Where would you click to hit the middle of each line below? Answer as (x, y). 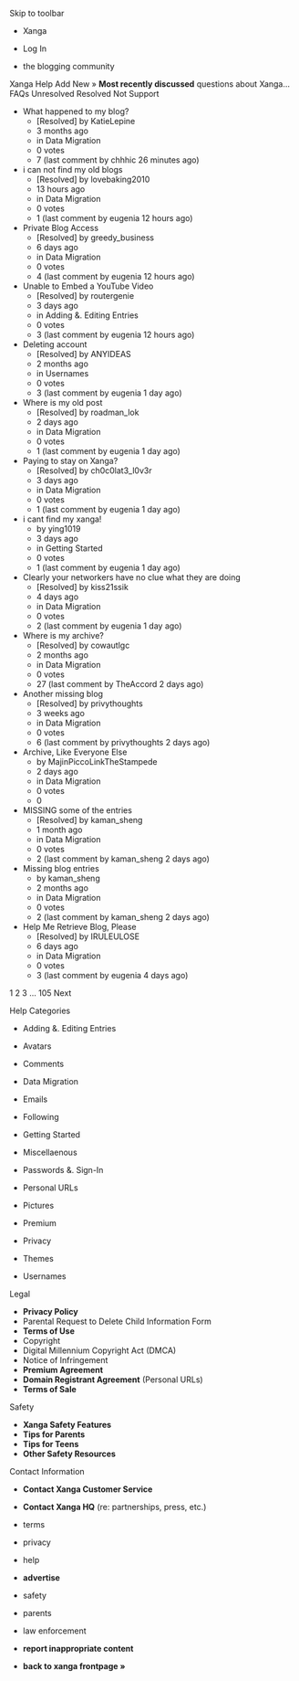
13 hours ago (61, 189)
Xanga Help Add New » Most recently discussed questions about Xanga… (149, 84)
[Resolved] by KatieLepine (86, 121)
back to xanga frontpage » (74, 1666)
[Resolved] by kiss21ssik (82, 587)
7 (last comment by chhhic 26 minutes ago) (118, 160)
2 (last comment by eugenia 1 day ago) (109, 626)
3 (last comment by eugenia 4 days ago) (112, 975)
